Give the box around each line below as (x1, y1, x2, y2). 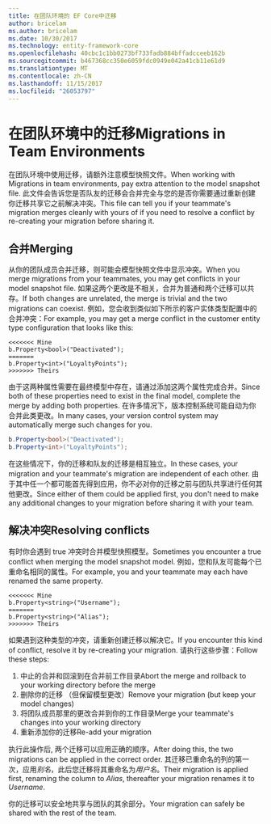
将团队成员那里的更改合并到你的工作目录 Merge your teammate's (19, 708, 234, 718)
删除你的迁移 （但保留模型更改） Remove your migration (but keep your (19, 689, 256, 699)
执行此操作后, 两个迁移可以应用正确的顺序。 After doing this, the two (8, 744, 234, 754)
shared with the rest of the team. (8, 808, 117, 818)
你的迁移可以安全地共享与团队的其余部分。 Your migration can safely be (8, 798, 245, 809)
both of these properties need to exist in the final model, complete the (8, 391, 240, 401)
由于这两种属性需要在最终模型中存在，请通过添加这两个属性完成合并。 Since (8, 382, 261, 392)
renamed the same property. (8, 576, 103, 585)
